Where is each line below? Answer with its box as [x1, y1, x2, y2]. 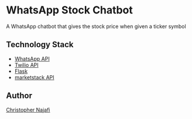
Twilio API [14, 61, 39, 68]
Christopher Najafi [6, 106, 50, 113]
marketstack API [14, 73, 54, 80]
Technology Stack [6, 40, 74, 50]
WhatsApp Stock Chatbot [6, 3, 133, 17]
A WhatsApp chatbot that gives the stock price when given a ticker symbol [6, 23, 186, 30]
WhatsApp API [14, 55, 50, 62]
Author [6, 91, 32, 101]
